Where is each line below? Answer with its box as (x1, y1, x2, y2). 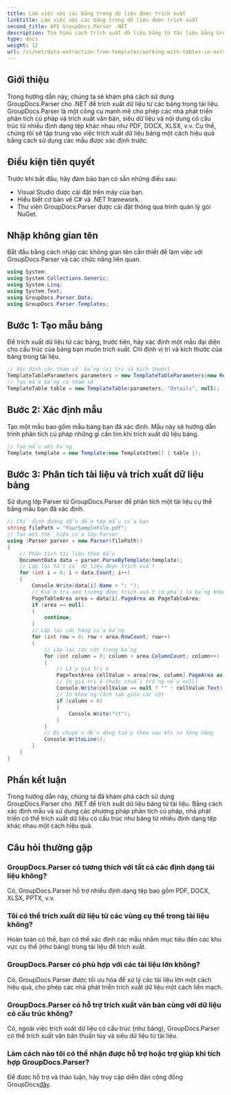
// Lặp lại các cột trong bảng (43, 646, 137, 653)
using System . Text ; (7, 287, 63, 295)
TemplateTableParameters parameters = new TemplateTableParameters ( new (7, 373, 217, 379)
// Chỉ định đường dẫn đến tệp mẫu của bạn (7, 518, 149, 525)
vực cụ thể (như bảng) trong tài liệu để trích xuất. (7, 943, 146, 951)
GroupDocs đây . (7, 1081, 52, 1089)
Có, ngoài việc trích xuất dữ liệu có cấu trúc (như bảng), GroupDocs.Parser (7, 1024, 220, 1032)
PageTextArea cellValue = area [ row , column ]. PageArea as (56, 672, 223, 679)
